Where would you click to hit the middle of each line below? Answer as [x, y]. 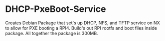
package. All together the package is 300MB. [52, 33]
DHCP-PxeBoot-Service [56, 9]
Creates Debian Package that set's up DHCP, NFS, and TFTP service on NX [83, 23]
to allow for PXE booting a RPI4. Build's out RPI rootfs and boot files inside [81, 28]
